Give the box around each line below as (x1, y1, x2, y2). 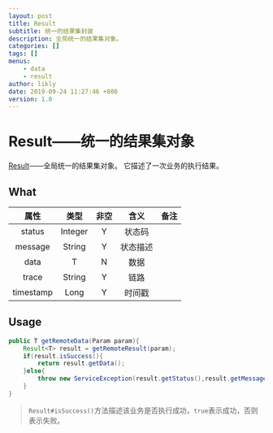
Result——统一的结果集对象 (8, 132, 195, 151)
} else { (23, 367, 45, 375)
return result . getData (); (37, 359, 126, 368)
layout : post (8, 11, 53, 20)
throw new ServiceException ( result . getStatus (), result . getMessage (37, 375, 267, 383)
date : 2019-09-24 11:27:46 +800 (8, 87, 118, 96)
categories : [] (8, 42, 60, 50)
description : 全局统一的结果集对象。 (8, 34, 123, 43)
